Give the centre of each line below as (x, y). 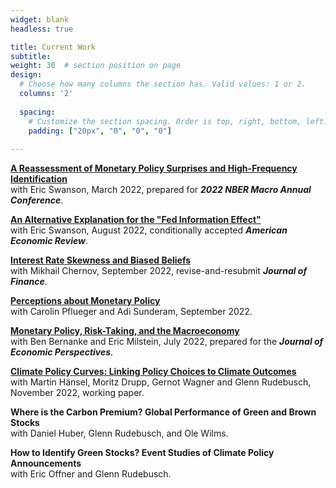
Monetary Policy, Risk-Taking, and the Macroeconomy (125, 331)
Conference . (37, 200)
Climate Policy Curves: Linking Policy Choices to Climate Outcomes (153, 372)
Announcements (46, 463)
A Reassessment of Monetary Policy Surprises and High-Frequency (154, 168)
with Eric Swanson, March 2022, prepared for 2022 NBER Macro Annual (161, 190)
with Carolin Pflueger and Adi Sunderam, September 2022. (131, 312)
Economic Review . (49, 241)
